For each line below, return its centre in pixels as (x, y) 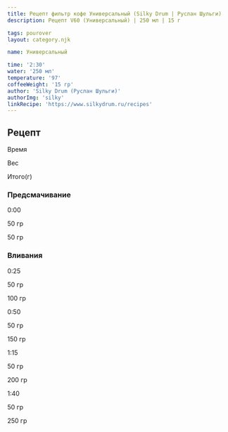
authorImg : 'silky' (36, 98)
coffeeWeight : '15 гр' (40, 84)
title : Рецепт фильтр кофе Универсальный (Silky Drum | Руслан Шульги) (114, 14)
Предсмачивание (39, 195)
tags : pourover (30, 33)
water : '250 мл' (31, 72)
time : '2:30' (26, 65)
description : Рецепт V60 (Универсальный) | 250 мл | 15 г (94, 20)
